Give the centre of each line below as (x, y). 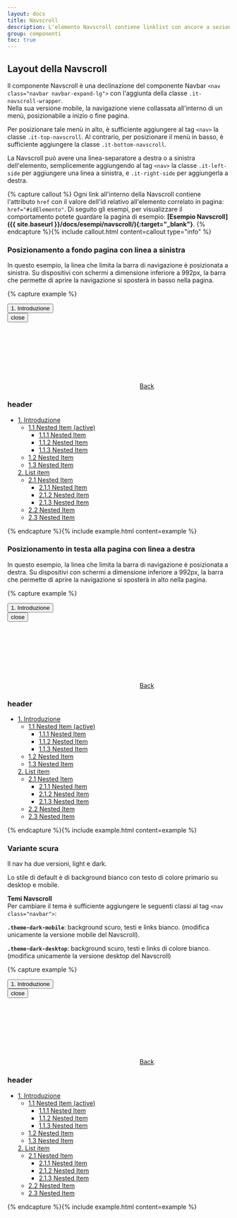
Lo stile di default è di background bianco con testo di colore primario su (113, 878)
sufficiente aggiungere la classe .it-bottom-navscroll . (87, 144)
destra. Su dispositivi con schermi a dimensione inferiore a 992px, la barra (115, 572)
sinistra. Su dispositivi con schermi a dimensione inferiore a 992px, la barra (117, 273)
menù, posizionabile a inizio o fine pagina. (68, 115)
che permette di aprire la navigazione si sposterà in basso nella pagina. (111, 280)
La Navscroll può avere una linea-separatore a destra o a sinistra (101, 158)
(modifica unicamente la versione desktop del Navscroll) (89, 956)
